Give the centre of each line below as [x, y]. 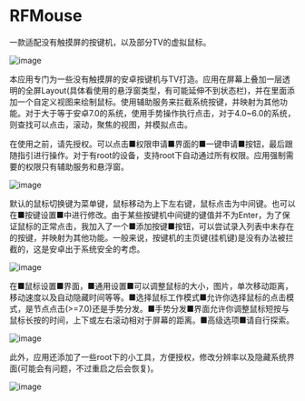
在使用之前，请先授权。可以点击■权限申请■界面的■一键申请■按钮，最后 [148, 144]
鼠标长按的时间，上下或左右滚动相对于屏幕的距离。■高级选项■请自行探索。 [152, 320]
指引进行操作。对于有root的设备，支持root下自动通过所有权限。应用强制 [151, 155]
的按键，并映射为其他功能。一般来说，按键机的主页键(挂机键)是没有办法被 [148, 237]
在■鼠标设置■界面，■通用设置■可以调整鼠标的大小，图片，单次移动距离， [151, 286]
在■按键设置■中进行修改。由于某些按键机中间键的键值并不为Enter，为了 [146, 215]
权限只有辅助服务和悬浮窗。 [77, 166]
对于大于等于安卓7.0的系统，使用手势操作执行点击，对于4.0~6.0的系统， [160, 113]
